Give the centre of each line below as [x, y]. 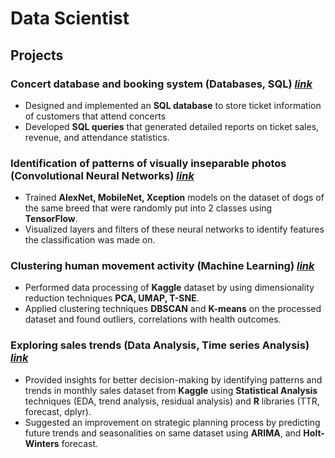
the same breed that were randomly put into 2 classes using [148, 208]
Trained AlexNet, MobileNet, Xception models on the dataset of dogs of [174, 198]
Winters [42, 443]
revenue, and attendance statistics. [97, 137]
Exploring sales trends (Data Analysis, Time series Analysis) [160, 345]
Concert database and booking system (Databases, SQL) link [161, 84]
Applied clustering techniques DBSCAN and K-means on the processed [173, 309]
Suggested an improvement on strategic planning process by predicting [172, 422]
